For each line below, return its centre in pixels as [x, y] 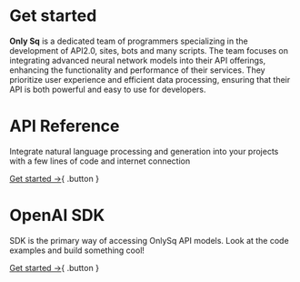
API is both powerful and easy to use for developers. [108, 89]
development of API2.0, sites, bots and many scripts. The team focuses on [149, 50]
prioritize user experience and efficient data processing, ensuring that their [150, 79]
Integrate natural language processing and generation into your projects [144, 151]
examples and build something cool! [77, 250]
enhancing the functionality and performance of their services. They [137, 70]
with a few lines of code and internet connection [100, 161]
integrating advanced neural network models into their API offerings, [138, 60]
